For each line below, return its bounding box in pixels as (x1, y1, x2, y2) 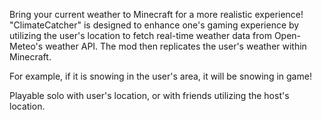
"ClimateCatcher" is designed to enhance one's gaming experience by (9, 19, 300, 31)
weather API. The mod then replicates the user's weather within (45, 40, 307, 52)
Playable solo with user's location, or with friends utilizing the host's (9, 90, 290, 101)
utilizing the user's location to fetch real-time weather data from (9, 30, 272, 41)
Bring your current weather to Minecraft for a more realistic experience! (9, 9, 304, 20)
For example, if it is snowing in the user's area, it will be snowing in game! (9, 70, 312, 82)
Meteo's (9, 40, 44, 52)
